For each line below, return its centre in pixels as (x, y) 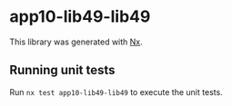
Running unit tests (62, 70)
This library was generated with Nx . (76, 42)
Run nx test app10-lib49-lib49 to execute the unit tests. (116, 92)
